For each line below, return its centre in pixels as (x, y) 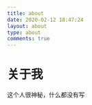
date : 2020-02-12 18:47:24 (45, 20)
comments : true (29, 39)
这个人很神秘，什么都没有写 (46, 95)
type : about (24, 32)
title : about (26, 13)
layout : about (27, 26)
